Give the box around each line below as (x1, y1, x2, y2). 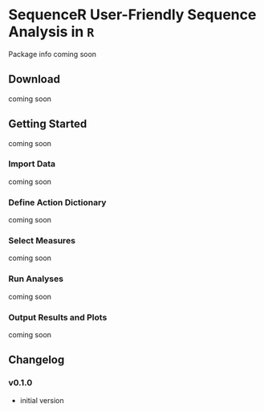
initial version (19, 395, 64, 405)
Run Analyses (8, 273, 64, 284)
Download (8, 72, 60, 86)
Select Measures (8, 235, 76, 247)
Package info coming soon (8, 49, 97, 59)
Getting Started (8, 117, 87, 131)
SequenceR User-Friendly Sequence (8, 6, 257, 24)
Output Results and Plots (8, 312, 108, 323)
